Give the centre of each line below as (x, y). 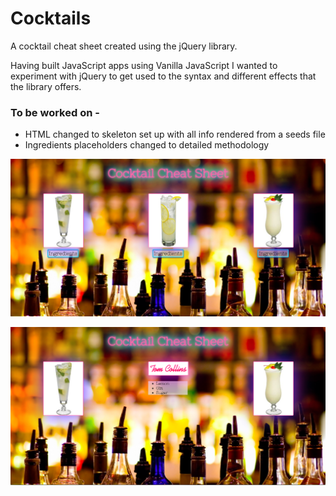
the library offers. (46, 86)
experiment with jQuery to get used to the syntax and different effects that (163, 76)
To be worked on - (55, 112)
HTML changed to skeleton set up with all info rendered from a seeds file (175, 134)
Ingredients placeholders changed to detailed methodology (147, 145)
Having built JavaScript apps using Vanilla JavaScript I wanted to (144, 65)
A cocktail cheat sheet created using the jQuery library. (124, 46)
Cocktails (51, 18)
